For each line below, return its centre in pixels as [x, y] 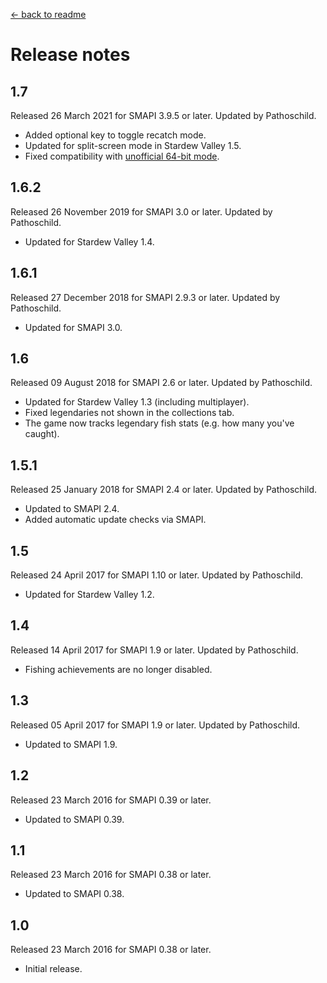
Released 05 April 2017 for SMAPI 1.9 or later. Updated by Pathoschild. [155, 725]
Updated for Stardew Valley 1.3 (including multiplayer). [137, 402]
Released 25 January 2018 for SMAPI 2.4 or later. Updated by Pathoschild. [164, 490]
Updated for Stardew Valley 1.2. [89, 595]
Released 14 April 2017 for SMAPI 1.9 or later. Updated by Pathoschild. [154, 650]
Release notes [70, 55]
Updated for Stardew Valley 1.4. [89, 241]
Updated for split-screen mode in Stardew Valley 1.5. [133, 145]
